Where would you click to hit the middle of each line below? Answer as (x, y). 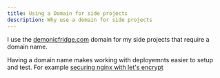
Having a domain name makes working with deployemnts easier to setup (110, 60)
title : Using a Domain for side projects (68, 13)
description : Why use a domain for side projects (80, 20)
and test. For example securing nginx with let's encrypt (85, 67)
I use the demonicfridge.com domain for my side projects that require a (108, 39)
